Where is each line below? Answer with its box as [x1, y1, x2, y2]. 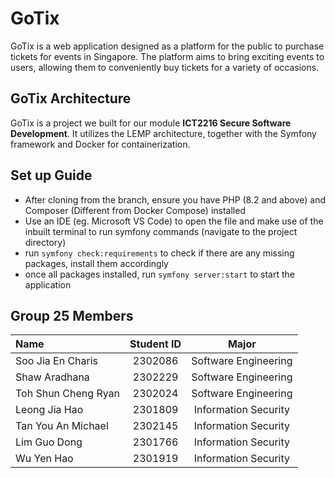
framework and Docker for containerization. [10, 138, 191, 150]
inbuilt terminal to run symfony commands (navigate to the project [24, 225, 298, 237]
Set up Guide [10, 167, 93, 184]
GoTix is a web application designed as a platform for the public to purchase [10, 40, 325, 52]
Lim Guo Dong [15, 435, 83, 449]
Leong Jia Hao [15, 403, 84, 417]
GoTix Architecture [10, 90, 132, 107]
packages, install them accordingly [24, 257, 169, 269]
